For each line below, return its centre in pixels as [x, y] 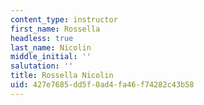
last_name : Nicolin [51, 47]
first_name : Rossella [55, 29]
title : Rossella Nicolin [62, 76]
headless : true [42, 38]
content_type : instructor [64, 19]
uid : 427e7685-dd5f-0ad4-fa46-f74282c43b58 [102, 85]
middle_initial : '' [51, 57]
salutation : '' [42, 66]
